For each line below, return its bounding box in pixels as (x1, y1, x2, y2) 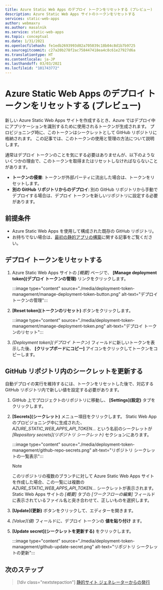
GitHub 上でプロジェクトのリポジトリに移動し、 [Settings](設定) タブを (12, 397, 156, 403)
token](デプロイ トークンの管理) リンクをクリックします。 (12, 275, 129, 282)
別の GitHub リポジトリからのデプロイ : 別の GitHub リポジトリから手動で (12, 186, 158, 192)
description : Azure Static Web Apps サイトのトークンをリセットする (5, 12, 135, 17)
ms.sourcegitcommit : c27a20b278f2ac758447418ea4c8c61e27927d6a (5, 48, 136, 52)
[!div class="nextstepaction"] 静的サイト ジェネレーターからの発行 (16, 579, 150, 585)
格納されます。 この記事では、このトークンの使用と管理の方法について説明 (5, 135, 155, 141)
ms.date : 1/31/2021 (5, 39, 45, 44)
